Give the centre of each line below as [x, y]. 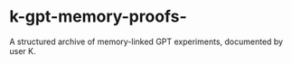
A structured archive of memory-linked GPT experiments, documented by [146, 41]
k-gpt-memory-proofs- [98, 17]
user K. [23, 50]
